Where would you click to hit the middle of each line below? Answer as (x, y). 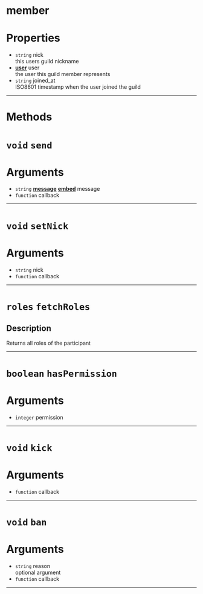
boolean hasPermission (62, 373)
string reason (32, 566)
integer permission (39, 417)
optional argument (38, 572)
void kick (29, 448)
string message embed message (57, 189)
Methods (29, 117)
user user (27, 68)
